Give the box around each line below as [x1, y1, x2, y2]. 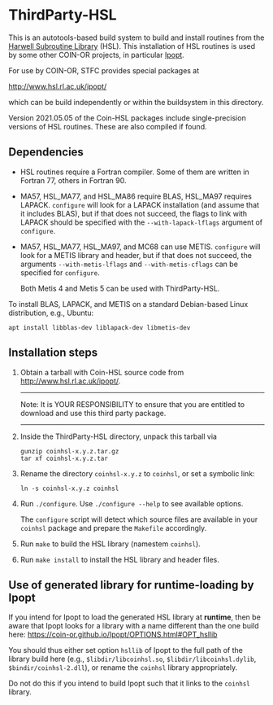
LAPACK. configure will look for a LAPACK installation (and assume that [19, 199, 260, 209]
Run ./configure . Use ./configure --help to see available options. [19, 498, 244, 508]
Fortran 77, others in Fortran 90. [19, 175, 127, 185]
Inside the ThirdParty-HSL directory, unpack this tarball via [19, 431, 218, 441]
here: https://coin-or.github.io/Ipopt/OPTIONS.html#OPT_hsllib [8, 629, 218, 640]
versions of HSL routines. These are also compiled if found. [8, 121, 207, 131]
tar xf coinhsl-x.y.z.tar [19, 454, 108, 462]
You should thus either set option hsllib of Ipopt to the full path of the [8, 646, 244, 655]
